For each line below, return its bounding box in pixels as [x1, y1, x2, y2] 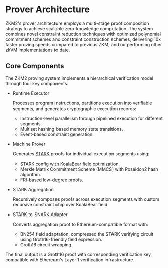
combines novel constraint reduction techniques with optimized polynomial [5, 31, 161, 37]
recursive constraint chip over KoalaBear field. [12, 201, 109, 207]
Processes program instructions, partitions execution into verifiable [12, 100, 152, 106]
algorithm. [20, 171, 41, 177]
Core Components [5, 62, 64, 70]
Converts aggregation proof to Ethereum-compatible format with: [12, 221, 148, 227]
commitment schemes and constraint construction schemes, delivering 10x [5, 36, 161, 42]
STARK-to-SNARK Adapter [12, 211, 68, 218]
